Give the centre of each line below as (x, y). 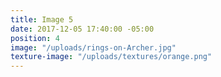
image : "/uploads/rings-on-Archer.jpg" (93, 47)
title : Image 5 (42, 19)
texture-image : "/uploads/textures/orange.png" (111, 57)
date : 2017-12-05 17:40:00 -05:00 (82, 29)
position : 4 (35, 38)
